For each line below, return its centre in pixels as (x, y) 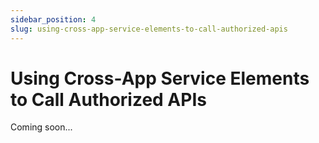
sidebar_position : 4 (53, 19)
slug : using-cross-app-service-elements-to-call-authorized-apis (149, 29)
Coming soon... (41, 127)
